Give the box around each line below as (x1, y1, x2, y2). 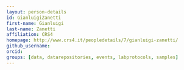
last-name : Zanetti (6, 26, 56, 32)
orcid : (6, 49, 23, 55)
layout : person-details (6, 9, 67, 15)
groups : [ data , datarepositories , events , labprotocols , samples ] (6, 54, 179, 60)
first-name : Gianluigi (6, 20, 64, 26)
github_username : (6, 43, 51, 49)
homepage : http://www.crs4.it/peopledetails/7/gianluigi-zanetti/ (6, 37, 179, 43)
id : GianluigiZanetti (6, 15, 62, 21)
